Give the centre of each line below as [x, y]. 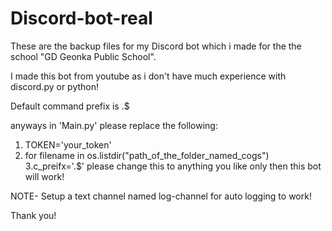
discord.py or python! [55, 86]
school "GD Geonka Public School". [83, 56]
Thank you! [33, 215]
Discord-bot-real [81, 18]
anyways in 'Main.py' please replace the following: [114, 125]
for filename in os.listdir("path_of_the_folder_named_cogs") [147, 155]
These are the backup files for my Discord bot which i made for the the [156, 46]
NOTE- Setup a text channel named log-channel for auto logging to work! [161, 196]
